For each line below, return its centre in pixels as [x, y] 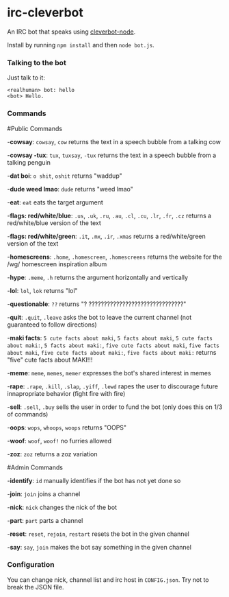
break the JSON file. [36, 587]
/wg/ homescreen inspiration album [57, 264]
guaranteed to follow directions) [52, 325]
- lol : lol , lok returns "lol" [42, 290]
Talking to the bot [37, 62]
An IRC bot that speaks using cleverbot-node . [71, 32]
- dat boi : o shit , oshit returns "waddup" [65, 176]
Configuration [31, 565]
